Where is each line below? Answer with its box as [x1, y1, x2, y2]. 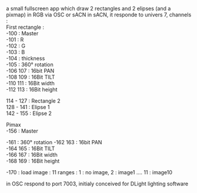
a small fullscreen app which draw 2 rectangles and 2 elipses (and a [6, 5, 171, 12]
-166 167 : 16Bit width [6, 151, 58, 158]
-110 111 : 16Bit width [6, 80, 55, 87]
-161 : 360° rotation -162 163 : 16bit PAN [6, 139, 102, 145]
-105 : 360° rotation [6, 61, 54, 68]
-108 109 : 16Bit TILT [6, 73, 55, 80]
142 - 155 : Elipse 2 [6, 110, 52, 117]
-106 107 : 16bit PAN [6, 67, 55, 74]
